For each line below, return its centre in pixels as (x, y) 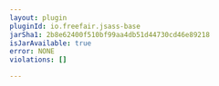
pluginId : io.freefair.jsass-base (75, 26)
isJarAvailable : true (51, 43)
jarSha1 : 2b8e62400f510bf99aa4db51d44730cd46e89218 (109, 34)
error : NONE (32, 52)
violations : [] (38, 60)
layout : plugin (38, 18)
